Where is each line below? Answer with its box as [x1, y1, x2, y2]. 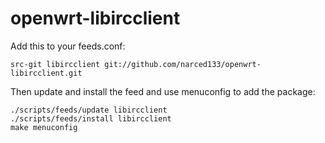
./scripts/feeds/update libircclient [10, 105, 168, 115]
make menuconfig [10, 122, 78, 132]
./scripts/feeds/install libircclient [10, 113, 172, 124]
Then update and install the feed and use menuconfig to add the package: [10, 85, 316, 97]
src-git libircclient [10, 59, 101, 69]
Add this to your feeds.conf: [10, 40, 126, 52]
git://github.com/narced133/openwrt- [104, 59, 262, 69]
